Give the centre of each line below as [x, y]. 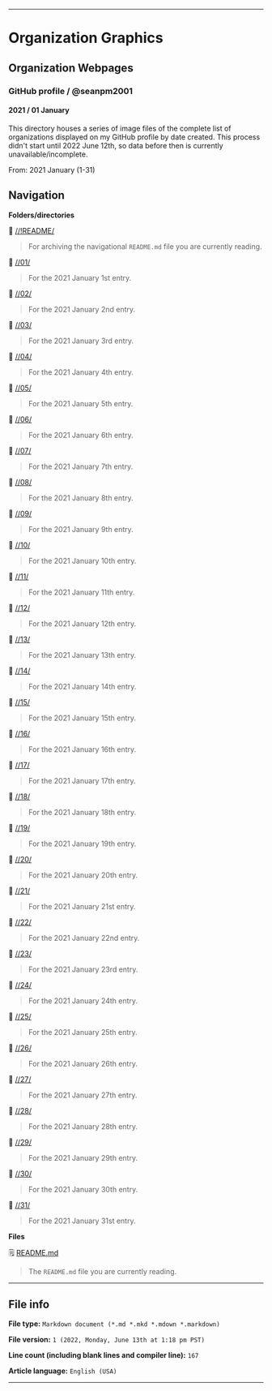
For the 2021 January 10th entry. [82, 560]
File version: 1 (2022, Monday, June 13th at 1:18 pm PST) [106, 1340]
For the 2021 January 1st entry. [80, 277]
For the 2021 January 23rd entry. [83, 969]
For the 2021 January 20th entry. [83, 875]
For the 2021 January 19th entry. [82, 844]
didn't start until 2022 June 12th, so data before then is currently [116, 145]
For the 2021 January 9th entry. [81, 529]
